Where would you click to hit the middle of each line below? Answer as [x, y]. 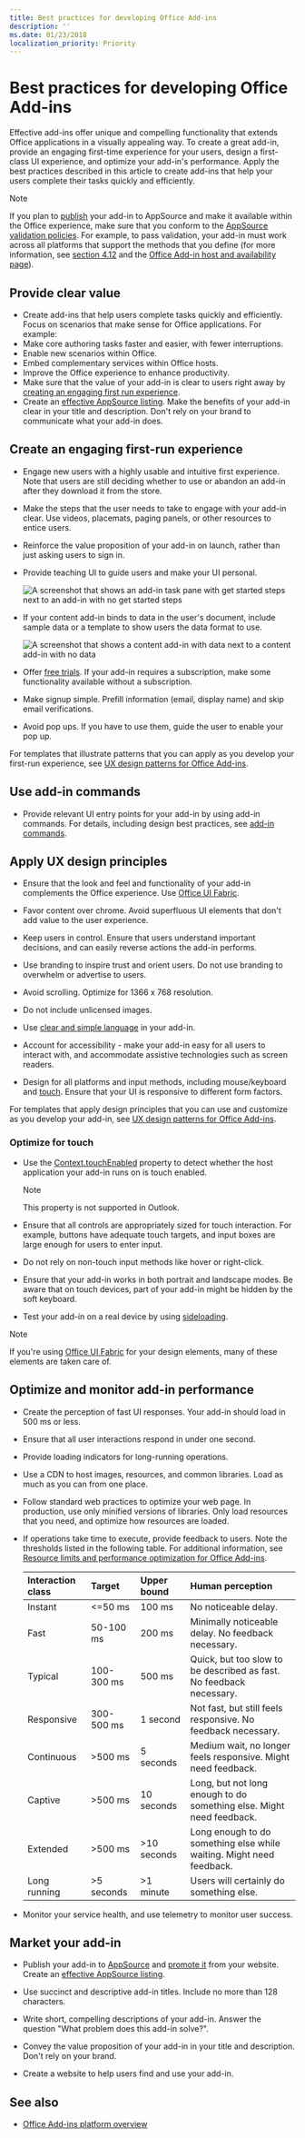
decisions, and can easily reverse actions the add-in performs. [139, 948]
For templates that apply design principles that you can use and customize [149, 1109]
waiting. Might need [232, 1855]
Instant [42, 1606]
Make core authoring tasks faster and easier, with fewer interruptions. [153, 343]
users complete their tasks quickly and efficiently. [102, 181]
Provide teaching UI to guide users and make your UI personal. [140, 572]
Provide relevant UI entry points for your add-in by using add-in [141, 813]
